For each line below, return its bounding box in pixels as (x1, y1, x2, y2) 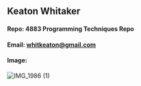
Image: (7, 56, 27, 65)
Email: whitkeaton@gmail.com (7, 41, 97, 49)
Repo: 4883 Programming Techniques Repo (7, 24, 135, 33)
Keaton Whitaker (7, 6, 81, 17)
